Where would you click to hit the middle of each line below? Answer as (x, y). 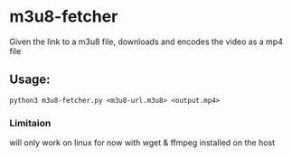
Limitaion (30, 123)
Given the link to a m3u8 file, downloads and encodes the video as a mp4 (146, 42)
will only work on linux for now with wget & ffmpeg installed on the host (142, 143)
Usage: (30, 80)
